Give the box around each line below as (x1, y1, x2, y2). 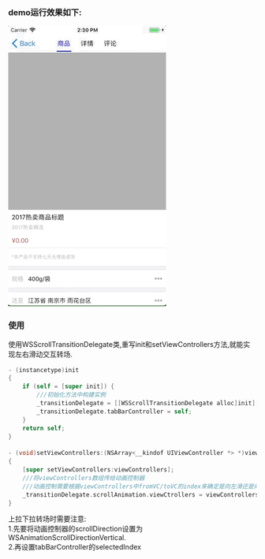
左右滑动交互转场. (14, 349, 73, 359)
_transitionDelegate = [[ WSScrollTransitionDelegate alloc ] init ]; (36, 400, 259, 408)
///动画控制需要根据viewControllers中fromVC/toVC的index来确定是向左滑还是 (22, 483, 254, 490)
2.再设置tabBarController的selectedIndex (8, 542, 142, 552)
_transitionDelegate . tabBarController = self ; (36, 408, 192, 416)
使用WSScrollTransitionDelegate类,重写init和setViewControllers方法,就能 (8, 339, 244, 348)
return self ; (22, 424, 65, 432)
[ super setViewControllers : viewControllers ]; (22, 466, 175, 474)
